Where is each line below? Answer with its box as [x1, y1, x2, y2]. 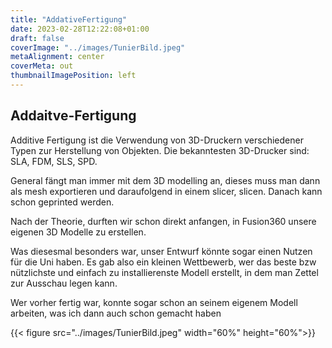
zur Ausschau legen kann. [10, 277, 118, 289]
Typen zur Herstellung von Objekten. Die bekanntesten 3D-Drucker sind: [10, 144, 310, 156]
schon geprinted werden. [10, 196, 115, 208]
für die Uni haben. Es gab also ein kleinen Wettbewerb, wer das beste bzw [10, 256, 317, 268]
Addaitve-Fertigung [10, 107, 137, 125]
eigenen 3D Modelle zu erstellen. [10, 226, 147, 238]
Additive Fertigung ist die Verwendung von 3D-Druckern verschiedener [10, 134, 304, 146]
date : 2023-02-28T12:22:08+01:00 [10, 24, 150, 34]
